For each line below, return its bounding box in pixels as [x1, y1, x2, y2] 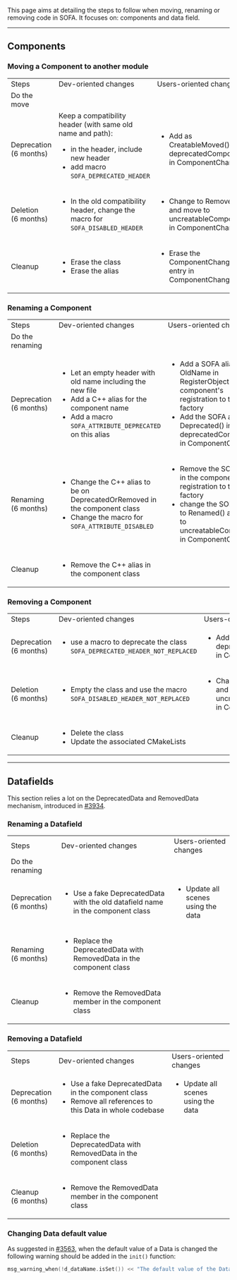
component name [70, 403, 129, 413]
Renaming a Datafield [7, 819, 83, 829]
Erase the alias [70, 266, 119, 276]
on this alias [70, 429, 111, 439]
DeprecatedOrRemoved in [70, 494, 157, 504]
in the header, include [70, 144, 142, 154]
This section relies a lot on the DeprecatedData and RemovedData [7, 794, 199, 803]
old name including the [70, 377, 147, 386]
